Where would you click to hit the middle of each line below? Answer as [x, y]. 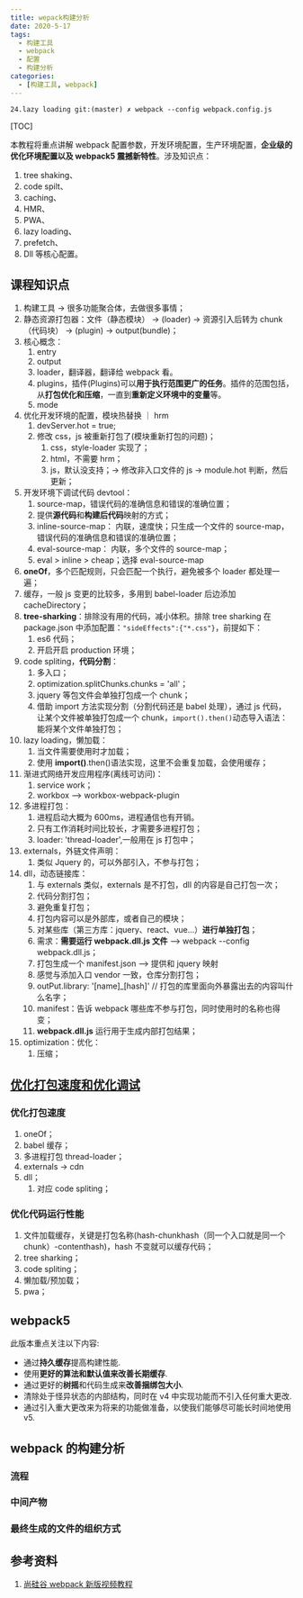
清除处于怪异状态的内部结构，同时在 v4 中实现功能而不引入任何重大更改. [157, 1396]
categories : [32, 77]
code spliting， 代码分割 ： [71, 662]
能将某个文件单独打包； [80, 729]
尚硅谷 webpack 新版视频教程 [78, 1584]
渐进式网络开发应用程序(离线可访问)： [94, 774]
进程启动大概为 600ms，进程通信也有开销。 [118, 817]
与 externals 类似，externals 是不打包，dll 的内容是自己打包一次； [159, 885]
